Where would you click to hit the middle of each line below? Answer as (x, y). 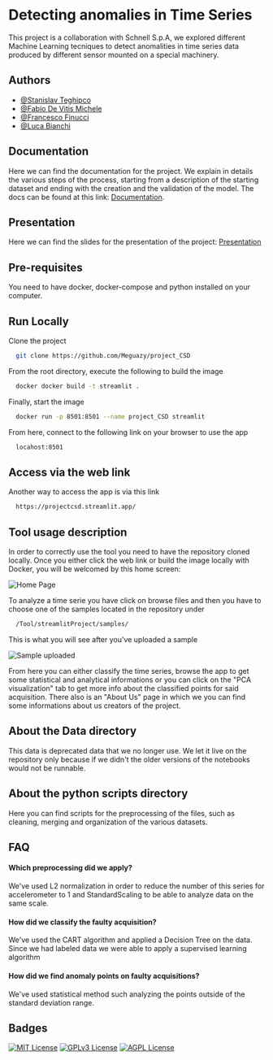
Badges (28, 1028)
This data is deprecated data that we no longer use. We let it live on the (128, 750)
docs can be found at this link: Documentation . (87, 197)
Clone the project (37, 341)
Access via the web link (69, 472)
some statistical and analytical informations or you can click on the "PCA (130, 680)
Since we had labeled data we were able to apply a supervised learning (128, 949)
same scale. (28, 903)
